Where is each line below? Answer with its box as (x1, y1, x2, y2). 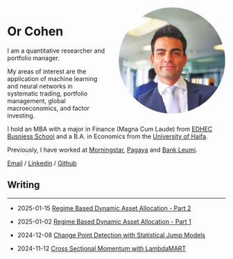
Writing (7, 179, 40, 191)
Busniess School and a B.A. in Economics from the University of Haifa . (7, 132, 208, 141)
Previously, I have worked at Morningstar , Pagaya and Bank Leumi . (7, 145, 198, 154)
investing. (7, 111, 35, 120)
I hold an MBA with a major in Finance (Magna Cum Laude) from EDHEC (7, 125, 213, 133)
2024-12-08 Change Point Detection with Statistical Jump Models (17, 231, 206, 239)
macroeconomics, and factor (7, 104, 90, 112)
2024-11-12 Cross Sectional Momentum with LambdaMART (17, 244, 187, 252)
